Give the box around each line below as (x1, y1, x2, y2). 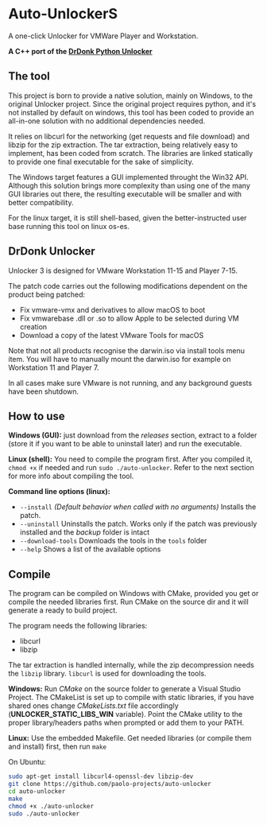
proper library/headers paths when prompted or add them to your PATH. (8, 718, 245, 728)
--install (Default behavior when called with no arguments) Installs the (19, 502, 257, 512)
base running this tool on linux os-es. (8, 221, 130, 231)
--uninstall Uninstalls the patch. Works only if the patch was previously (19, 519, 257, 529)
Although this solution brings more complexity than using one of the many (8, 181, 250, 190)
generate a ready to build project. (8, 605, 118, 615)
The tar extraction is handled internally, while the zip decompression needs (8, 660, 254, 670)
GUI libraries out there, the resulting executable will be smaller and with (8, 189, 242, 199)
